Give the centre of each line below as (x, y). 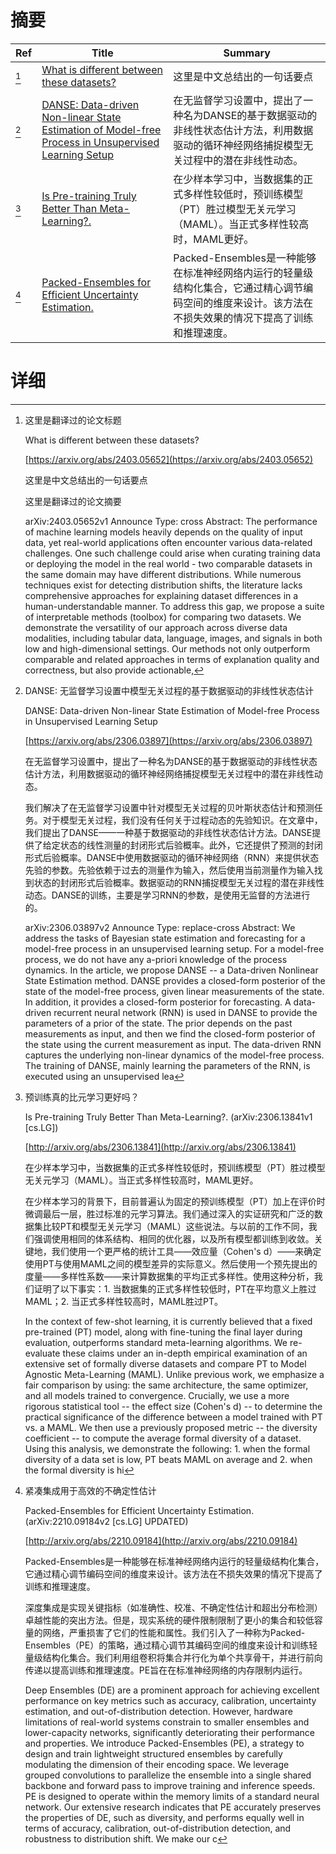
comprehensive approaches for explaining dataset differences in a (161, 595)
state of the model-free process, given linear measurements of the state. (174, 991)
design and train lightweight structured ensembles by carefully (153, 1753)
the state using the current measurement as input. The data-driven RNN (173, 1044)
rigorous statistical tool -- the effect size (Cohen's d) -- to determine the (173, 1406)
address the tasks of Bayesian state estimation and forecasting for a (165, 938)
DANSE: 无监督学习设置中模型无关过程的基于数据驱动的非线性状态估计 (169, 690)
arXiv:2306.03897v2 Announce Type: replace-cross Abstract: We (160, 927)
